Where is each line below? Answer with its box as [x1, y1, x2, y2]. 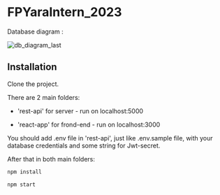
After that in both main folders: [7, 154, 96, 163]
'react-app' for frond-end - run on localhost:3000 [17, 120, 161, 129]
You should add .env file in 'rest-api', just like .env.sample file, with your [7, 133, 213, 142]
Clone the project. [7, 80, 59, 88]
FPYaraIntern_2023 [7, 4, 122, 20]
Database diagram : [7, 27, 64, 36]
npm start [7, 181, 36, 188]
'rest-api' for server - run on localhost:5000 [17, 106, 144, 115]
